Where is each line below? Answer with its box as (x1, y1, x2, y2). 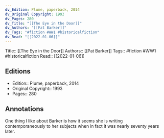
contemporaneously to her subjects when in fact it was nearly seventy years (5, 123, 159, 129)
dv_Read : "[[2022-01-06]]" (5, 35, 60, 40)
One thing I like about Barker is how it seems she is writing (5, 118, 123, 124)
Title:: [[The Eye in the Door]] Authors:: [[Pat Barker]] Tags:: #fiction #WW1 (5, 47, 156, 54)
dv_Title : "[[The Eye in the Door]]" (5, 21, 82, 26)
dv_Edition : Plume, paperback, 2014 (5, 7, 80, 12)
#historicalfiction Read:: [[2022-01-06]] (5, 53, 85, 59)
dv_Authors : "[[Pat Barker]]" (5, 25, 67, 30)
